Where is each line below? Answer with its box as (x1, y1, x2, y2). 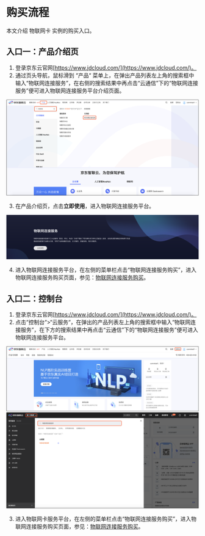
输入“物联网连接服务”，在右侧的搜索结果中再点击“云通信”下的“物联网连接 (15, 79, 198, 86)
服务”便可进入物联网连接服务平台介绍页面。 (15, 87, 125, 94)
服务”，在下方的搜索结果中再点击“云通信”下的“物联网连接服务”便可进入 (20, 326, 198, 334)
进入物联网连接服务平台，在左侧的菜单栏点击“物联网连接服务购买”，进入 (15, 266, 197, 274)
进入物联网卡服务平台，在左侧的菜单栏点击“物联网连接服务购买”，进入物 (15, 515, 197, 523)
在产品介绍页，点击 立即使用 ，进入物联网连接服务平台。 (15, 202, 154, 210)
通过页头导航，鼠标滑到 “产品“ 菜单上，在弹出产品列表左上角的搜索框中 (15, 72, 195, 79)
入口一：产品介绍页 (6, 46, 79, 57)
